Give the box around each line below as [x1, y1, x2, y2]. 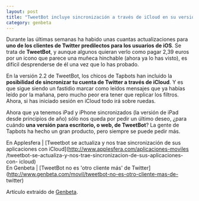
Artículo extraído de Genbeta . [6, 189, 78, 196]
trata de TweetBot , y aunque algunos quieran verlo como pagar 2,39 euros [6, 48, 190, 56]
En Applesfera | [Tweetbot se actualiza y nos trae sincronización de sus [6, 140, 181, 147]
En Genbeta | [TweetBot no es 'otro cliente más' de [6, 164, 131, 171]
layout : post [6, 8, 38, 15]
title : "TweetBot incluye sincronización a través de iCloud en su [6, 14, 176, 20]
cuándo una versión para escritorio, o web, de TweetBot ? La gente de [6, 122, 179, 129]
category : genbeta [6, 20, 52, 25]
